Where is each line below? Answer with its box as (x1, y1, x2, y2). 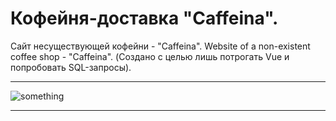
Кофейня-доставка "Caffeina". (10, 7, 279, 30)
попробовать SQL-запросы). (10, 61, 132, 73)
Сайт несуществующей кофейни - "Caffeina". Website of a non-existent (10, 40, 311, 52)
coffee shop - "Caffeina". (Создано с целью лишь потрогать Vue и (10, 50, 290, 62)
